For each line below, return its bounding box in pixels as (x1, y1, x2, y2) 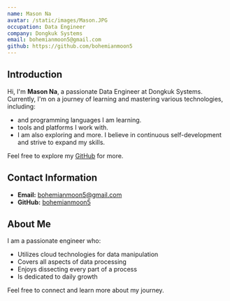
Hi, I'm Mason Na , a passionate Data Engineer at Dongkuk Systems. (7, 87, 203, 95)
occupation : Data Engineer (7, 23, 86, 30)
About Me (7, 218, 51, 230)
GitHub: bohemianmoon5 (17, 197, 91, 206)
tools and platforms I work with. (17, 123, 108, 132)
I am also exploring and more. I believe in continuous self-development (17, 130, 222, 139)
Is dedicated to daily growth (17, 272, 98, 281)
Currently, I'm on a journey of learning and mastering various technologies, (7, 94, 224, 103)
